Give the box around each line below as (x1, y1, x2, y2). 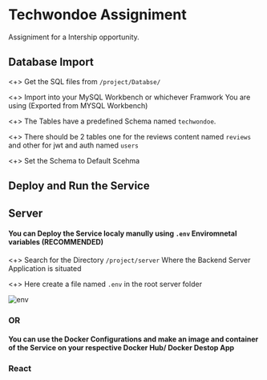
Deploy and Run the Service (8, 179, 150, 193)
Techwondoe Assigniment (8, 6, 187, 24)
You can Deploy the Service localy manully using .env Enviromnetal (8, 228, 237, 238)
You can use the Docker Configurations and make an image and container (8, 334, 259, 344)
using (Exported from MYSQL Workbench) (8, 100, 148, 110)
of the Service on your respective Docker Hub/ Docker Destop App (8, 343, 235, 353)
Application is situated (8, 263, 82, 273)
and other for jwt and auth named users (8, 140, 139, 150)
